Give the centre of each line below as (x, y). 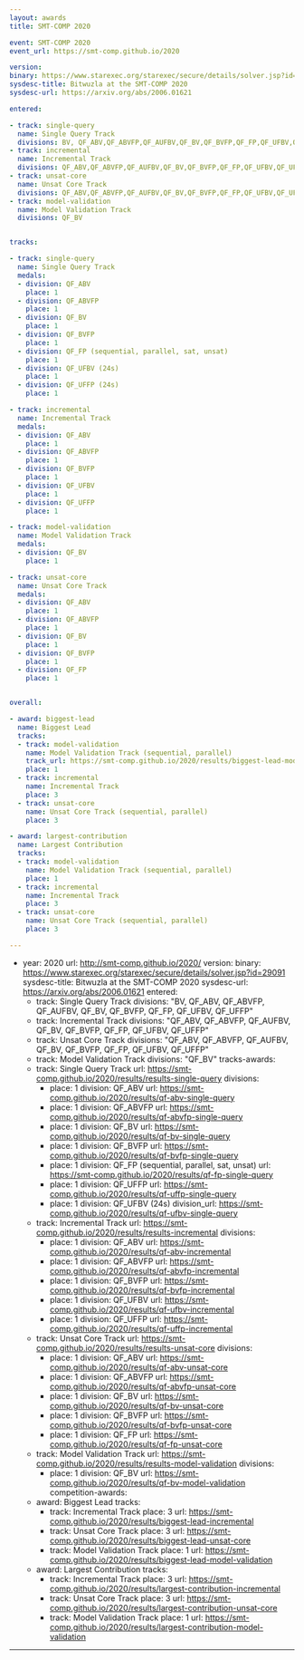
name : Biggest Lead (54, 727)
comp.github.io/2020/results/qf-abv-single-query (142, 1097)
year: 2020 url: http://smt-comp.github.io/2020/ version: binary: (142, 962)
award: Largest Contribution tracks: (102, 1569)
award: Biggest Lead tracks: (88, 1501)
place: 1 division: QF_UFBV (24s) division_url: (133, 1203)
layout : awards (38, 18)
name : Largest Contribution (71, 845)
